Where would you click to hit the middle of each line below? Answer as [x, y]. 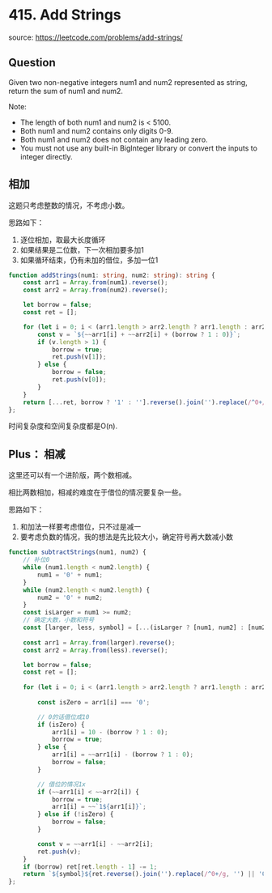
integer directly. [46, 156]
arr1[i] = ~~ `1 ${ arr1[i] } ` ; [99, 807]
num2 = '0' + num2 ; [70, 597]
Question [32, 63]
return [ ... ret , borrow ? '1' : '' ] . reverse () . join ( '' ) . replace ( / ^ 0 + [143, 402]
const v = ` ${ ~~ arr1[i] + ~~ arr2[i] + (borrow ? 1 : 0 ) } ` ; [139, 334]
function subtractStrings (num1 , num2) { [78, 552]
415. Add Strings [65, 15]
